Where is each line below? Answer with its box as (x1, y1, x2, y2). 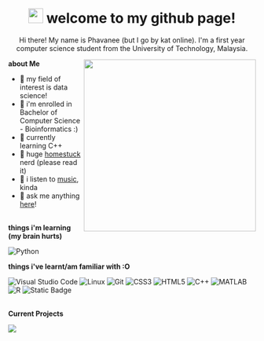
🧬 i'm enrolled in (19, 99, 72, 108)
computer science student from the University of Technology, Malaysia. (16, 43, 248, 53)
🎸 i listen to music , (19, 174, 79, 184)
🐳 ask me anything (19, 191, 80, 200)
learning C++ (19, 141, 63, 150)
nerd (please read (19, 157, 78, 167)
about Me (8, 59, 41, 68)
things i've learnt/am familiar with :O (8, 262, 130, 271)
